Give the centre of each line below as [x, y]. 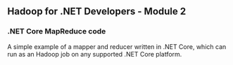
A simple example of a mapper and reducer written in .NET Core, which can [117, 46]
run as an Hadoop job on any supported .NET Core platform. [95, 54]
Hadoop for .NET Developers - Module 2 [97, 12]
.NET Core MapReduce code [57, 31]
